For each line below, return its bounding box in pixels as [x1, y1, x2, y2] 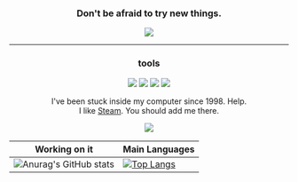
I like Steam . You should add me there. [78, 105, 220, 115]
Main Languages [122, 143, 195, 155]
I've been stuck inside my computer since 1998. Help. [51, 96, 247, 107]
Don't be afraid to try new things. [76, 7, 222, 20]
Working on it [35, 143, 93, 155]
